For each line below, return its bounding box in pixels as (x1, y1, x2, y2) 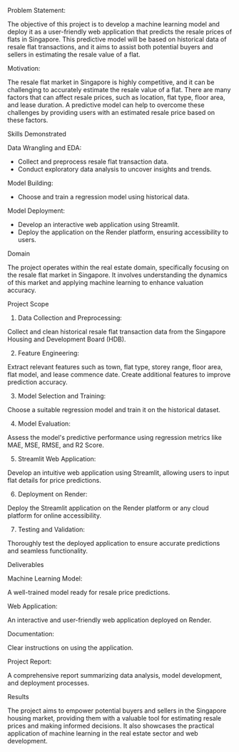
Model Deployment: (7, 206, 66, 215)
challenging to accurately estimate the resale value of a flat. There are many (7, 86, 231, 94)
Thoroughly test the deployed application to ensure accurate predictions (7, 539, 220, 547)
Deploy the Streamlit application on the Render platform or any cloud (7, 503, 209, 512)
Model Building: (7, 179, 54, 187)
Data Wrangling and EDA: (7, 144, 82, 152)
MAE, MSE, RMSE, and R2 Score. (7, 441, 105, 449)
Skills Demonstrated (7, 130, 66, 138)
